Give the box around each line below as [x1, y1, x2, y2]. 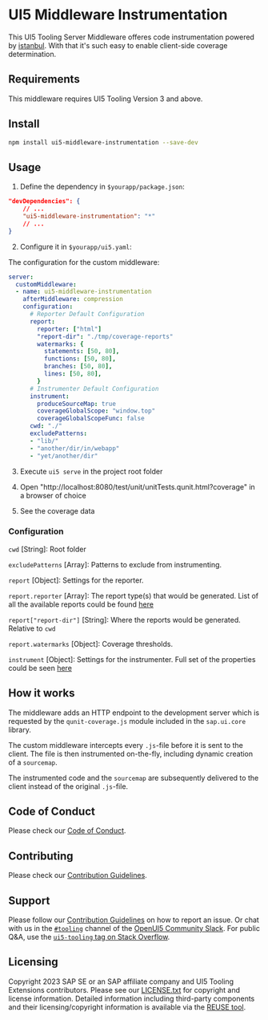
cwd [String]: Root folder [8, 544, 86, 554]
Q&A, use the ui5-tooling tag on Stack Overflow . [8, 933, 170, 942]
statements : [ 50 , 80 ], [43, 347, 120, 356]
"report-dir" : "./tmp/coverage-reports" [37, 332, 174, 340]
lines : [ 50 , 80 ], [43, 370, 102, 378]
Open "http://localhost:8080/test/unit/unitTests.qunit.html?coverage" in [19, 482, 256, 491]
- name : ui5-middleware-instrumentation [15, 287, 152, 296]
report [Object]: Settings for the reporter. [8, 575, 144, 585]
